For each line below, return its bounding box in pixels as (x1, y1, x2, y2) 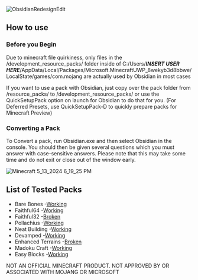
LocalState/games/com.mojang (6, 73, 83, 80)
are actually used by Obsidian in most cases (83, 73, 191, 80)
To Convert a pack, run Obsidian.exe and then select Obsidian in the (6, 137, 173, 144)
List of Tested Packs (6, 185, 82, 195)
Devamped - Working (14, 232, 66, 239)
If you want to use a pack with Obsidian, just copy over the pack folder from (6, 84, 191, 91)
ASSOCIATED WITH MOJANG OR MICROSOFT (6, 268, 119, 275)
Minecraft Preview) (6, 109, 53, 116)
